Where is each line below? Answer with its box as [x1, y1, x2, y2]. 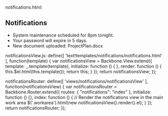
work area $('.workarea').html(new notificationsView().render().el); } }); [5, 99, 153, 105]
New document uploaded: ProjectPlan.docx [12, 43, 103, 49]
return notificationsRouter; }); [5, 105, 66, 111]
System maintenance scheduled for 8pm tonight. [12, 32, 115, 38]
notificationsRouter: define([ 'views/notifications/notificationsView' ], [5, 78, 148, 84]
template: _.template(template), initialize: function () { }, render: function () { [5, 63, 162, 69]
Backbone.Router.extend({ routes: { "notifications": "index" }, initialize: [5, 89, 151, 95]
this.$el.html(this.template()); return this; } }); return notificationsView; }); [5, 68, 157, 74]
